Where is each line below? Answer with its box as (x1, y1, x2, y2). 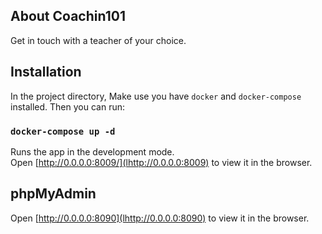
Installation (10, 64, 82, 81)
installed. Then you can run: (10, 100, 125, 113)
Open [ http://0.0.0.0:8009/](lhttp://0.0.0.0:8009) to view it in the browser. (10, 156, 313, 168)
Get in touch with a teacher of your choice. (10, 34, 187, 46)
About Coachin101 (10, 8, 126, 25)
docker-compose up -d (10, 125, 116, 137)
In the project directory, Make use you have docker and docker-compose (10, 90, 302, 102)
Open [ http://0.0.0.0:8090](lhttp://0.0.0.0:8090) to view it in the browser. (10, 212, 310, 224)
